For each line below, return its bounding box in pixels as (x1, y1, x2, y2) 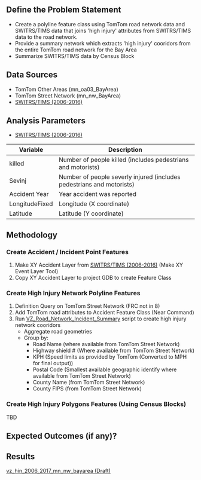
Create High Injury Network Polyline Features (6, 289, 141, 298)
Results (6, 451, 35, 461)
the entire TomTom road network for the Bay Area (14, 46, 138, 53)
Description (108, 146, 142, 154)
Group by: (23, 334, 49, 341)
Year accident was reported (59, 190, 136, 198)
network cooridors (14, 322, 61, 329)
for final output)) (32, 360, 74, 367)
